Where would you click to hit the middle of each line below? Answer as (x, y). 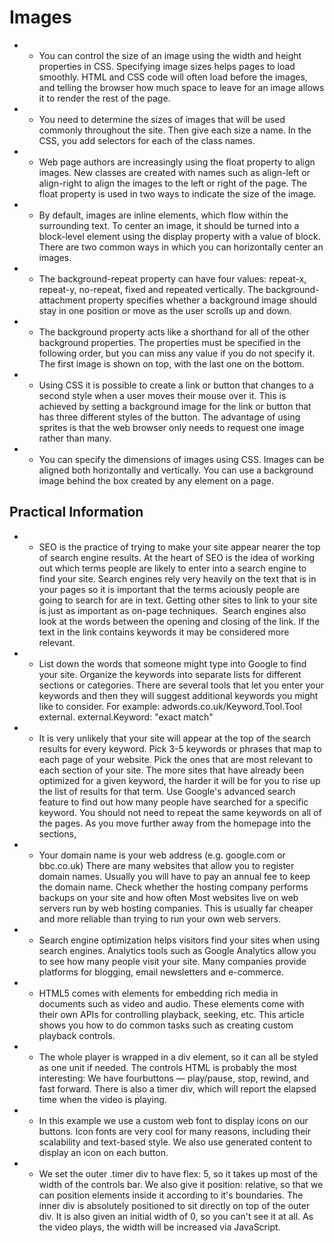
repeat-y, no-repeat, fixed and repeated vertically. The (151, 289)
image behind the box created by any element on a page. (156, 480)
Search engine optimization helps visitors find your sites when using (179, 940)
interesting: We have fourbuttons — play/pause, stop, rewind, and (173, 1078)
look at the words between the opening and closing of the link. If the (179, 621)
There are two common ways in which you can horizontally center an (181, 247)
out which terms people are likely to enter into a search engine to (172, 568)
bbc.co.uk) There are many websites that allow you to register (166, 865)
